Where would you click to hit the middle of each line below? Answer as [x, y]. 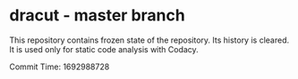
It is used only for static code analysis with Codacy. [104, 49]
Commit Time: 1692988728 [60, 67]
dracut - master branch [97, 16]
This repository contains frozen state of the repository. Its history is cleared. [149, 40]
